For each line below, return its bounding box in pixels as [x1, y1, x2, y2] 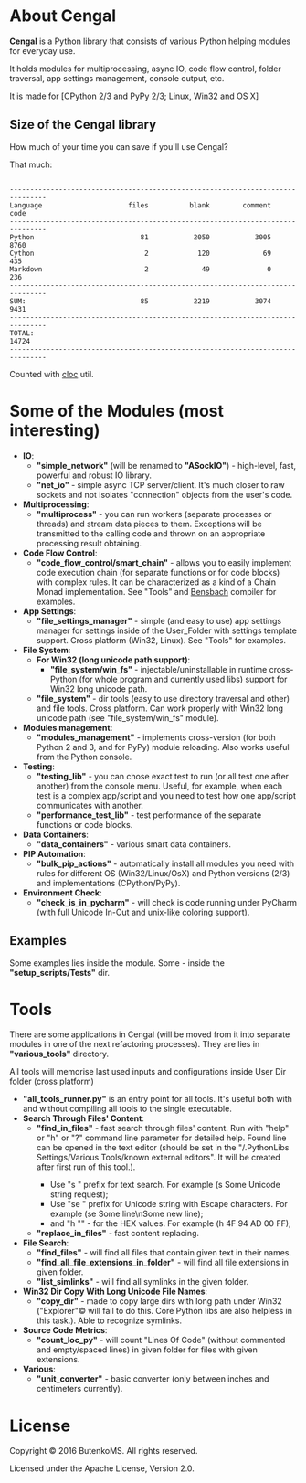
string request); [49, 1189, 109, 1200]
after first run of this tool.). [36, 1161, 136, 1172]
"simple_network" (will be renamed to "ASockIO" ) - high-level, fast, [36, 460, 297, 471]
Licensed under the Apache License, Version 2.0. [9, 1463, 195, 1474]
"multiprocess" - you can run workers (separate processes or [36, 508, 272, 519]
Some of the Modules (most [9, 400, 225, 421]
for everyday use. [9, 45, 76, 56]
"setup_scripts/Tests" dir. [9, 967, 111, 978]
